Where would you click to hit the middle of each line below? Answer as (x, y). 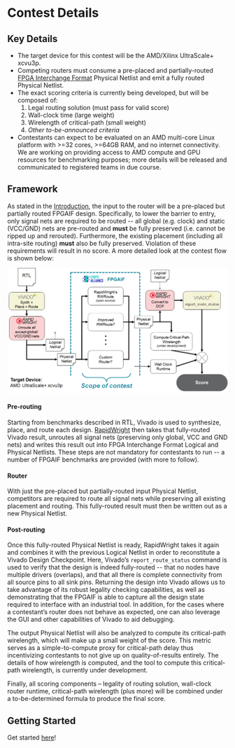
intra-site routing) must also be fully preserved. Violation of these (102, 243)
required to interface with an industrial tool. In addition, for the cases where (116, 604)
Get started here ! (32, 737)
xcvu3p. (29, 63)
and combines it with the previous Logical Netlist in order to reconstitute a (114, 553)
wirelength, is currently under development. (85, 670)
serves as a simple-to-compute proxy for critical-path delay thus (100, 648)
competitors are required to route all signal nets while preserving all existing (116, 499)
